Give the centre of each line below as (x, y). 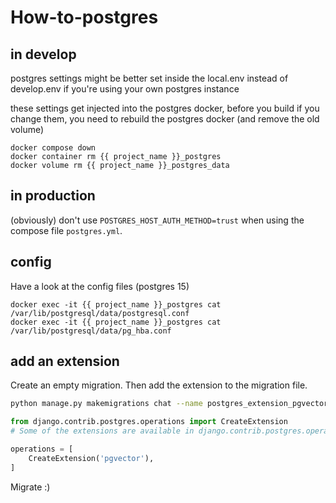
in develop (43, 54)
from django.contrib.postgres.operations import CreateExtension (149, 422)
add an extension (65, 361)
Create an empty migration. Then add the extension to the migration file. (159, 385)
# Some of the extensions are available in (102, 431)
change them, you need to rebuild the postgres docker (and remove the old (165, 119)
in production (53, 196)
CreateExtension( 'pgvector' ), (91, 458)
